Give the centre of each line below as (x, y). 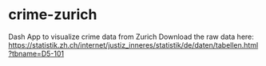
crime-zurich (53, 15)
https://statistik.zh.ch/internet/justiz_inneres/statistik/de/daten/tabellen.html (133, 45)
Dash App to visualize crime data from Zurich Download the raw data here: (131, 37)
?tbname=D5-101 (36, 53)
